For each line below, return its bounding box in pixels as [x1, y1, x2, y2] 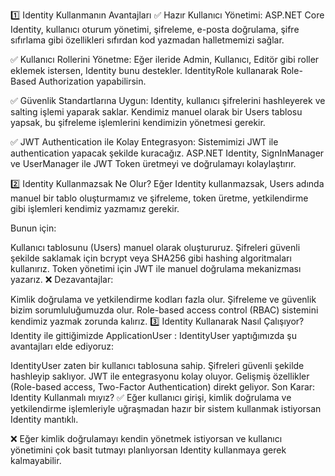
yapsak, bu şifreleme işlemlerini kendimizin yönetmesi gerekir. [10, 117, 266, 128]
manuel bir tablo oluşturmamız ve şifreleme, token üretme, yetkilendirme [10, 192, 309, 204]
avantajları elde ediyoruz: [10, 340, 115, 352]
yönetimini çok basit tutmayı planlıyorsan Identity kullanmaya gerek [10, 444, 287, 456]
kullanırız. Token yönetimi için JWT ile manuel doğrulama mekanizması [10, 263, 302, 274]
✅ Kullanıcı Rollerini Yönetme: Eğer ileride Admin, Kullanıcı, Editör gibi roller [10, 54, 320, 65]
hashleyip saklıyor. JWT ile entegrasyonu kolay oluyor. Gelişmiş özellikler [10, 370, 310, 382]
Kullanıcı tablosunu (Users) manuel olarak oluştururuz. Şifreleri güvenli [10, 242, 301, 253]
